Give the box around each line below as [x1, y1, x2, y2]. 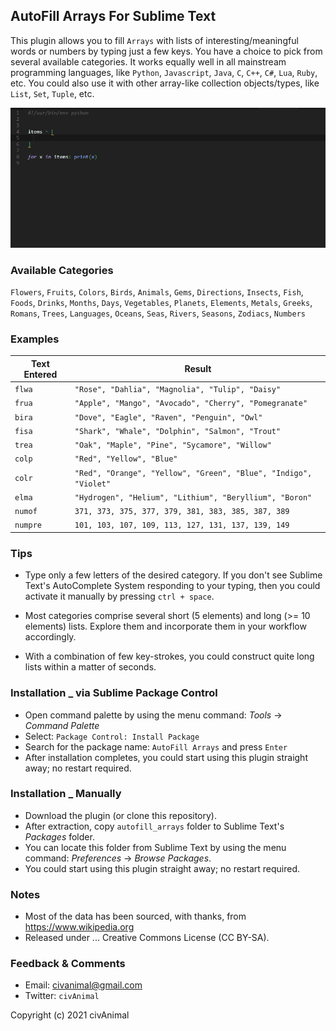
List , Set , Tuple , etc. [10, 87, 95, 99]
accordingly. [24, 631, 77, 643]
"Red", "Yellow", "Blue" [74, 454, 178, 464]
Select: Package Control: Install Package [24, 730, 200, 742]
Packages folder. [24, 830, 95, 843]
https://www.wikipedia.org [24, 921, 135, 933]
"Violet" [74, 479, 112, 489]
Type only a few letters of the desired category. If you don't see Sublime [24, 569, 323, 581]
